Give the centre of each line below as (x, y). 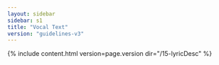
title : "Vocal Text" (38, 27)
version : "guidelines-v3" (46, 34)
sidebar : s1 (25, 20)
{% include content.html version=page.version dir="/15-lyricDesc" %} (110, 54)
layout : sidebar (31, 14)
